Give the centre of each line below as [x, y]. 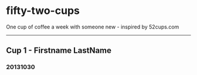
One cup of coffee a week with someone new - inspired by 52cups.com [93, 27]
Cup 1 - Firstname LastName [59, 51]
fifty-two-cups [43, 11]
